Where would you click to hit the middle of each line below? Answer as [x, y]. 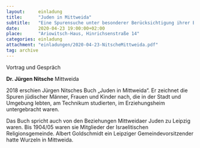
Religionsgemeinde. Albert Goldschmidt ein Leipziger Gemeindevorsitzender [100, 133]
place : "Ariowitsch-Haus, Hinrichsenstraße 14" [73, 34]
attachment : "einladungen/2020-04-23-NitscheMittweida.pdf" [82, 45]
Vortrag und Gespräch [34, 67]
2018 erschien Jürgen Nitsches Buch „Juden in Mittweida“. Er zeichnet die [97, 90]
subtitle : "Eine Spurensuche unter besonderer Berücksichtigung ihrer [98, 23]
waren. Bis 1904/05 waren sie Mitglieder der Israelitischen [77, 127]
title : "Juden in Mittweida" [49, 17]
